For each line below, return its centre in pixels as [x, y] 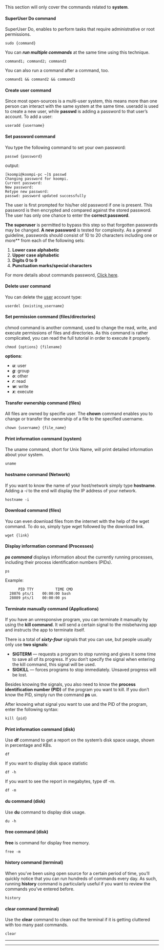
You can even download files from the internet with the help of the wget [77, 521]
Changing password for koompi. [37, 179]
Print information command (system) [43, 439]
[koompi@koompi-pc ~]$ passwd [36, 174]
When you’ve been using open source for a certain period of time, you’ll [77, 874]
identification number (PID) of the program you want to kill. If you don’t [77, 690]
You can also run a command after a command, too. [57, 70]
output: [12, 165]
